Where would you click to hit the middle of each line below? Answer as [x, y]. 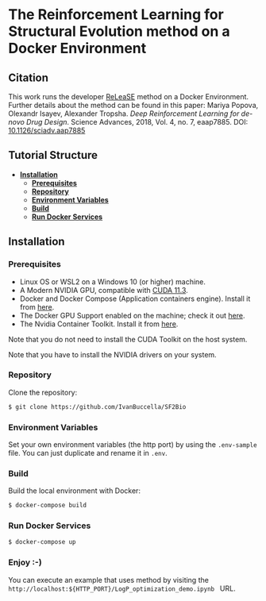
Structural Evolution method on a [119, 31]
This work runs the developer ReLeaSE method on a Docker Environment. [128, 96]
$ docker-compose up [42, 542]
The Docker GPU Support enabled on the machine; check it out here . [132, 315]
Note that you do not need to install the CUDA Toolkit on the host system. [128, 339]
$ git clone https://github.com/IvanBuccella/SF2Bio [97, 406]
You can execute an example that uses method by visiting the [108, 580]
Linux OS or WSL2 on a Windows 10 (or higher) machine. [113, 281]
